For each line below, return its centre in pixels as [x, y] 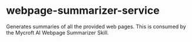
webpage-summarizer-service [83, 11]
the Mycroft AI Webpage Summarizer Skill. [57, 32]
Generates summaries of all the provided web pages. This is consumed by [96, 26]
